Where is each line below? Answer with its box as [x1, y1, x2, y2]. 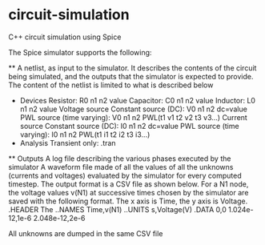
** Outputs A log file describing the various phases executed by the [8, 154, 231, 163]
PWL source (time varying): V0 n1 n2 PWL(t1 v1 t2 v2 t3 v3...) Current [19, 112, 248, 122]
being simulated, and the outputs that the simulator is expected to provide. [8, 71, 254, 81]
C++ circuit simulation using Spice [8, 32, 122, 42]
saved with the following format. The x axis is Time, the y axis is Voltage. [8, 196, 248, 206]
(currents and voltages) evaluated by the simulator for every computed [8, 171, 242, 180]
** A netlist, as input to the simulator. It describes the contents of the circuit [8, 62, 257, 73]
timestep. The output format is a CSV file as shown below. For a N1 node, [8, 179, 249, 189]
